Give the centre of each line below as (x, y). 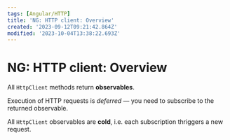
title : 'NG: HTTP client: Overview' (61, 20)
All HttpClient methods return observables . (71, 87)
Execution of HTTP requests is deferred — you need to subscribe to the (111, 101)
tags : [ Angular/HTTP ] (39, 14)
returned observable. (38, 108)
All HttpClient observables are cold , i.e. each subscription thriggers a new (115, 122)
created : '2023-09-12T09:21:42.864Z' (62, 27)
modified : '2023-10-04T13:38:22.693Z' (64, 33)
